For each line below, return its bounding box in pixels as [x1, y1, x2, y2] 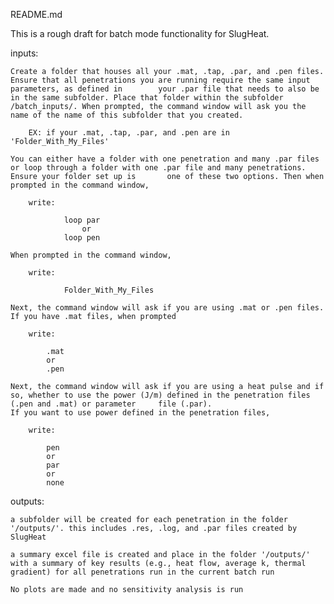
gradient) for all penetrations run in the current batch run [10, 567, 275, 577]
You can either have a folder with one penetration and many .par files [10, 154, 320, 164]
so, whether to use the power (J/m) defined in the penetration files [10, 390, 311, 400]
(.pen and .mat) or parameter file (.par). [10, 399, 213, 409]
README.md [10, 9, 63, 20]
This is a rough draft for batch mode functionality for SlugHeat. [10, 28, 270, 39]
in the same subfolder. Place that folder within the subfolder [10, 93, 284, 103]
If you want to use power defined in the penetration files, [10, 408, 271, 418]
